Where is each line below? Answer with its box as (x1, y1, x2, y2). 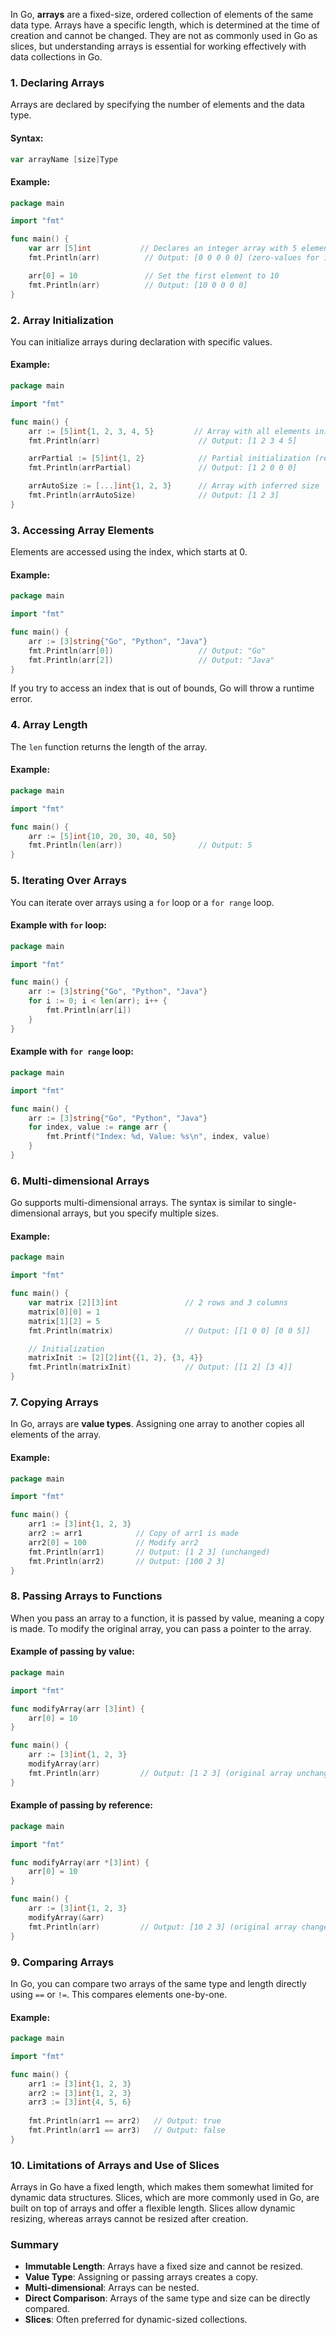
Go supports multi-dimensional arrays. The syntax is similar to (10, 1197, 267, 1209)
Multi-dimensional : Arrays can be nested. (24, 2282, 200, 2294)
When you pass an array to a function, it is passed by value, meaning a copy (10, 1612, 325, 1624)
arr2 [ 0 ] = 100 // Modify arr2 (28, 1537, 199, 1548)
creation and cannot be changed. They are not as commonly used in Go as (10, 30, 318, 41)
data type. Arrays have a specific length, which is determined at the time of (10, 19, 320, 31)
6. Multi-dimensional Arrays (10, 1174, 150, 1188)
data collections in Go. (10, 51, 103, 63)
